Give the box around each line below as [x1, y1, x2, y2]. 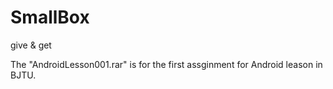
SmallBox [10, 6, 90, 29]
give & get [10, 39, 52, 51]
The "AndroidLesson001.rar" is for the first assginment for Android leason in [10, 58, 323, 70]
